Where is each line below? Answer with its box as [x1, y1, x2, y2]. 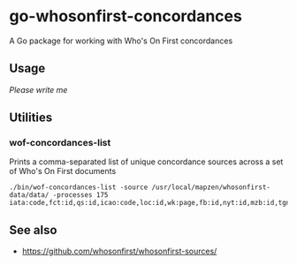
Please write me [9, 84, 68, 95]
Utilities [9, 110, 53, 125]
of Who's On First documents [9, 166, 117, 177]
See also [9, 223, 57, 238]
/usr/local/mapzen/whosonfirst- [151, 183, 271, 192]
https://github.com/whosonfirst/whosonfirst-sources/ [21, 246, 217, 257]
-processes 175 [52, 191, 109, 200]
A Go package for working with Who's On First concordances [9, 35, 233, 46]
